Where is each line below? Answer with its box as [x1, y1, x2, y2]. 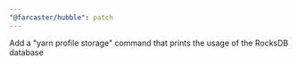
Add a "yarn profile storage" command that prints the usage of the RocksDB [9, 37, 289, 48]
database [9, 46, 45, 58]
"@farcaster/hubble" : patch [9, 12, 114, 22]
